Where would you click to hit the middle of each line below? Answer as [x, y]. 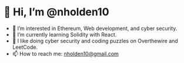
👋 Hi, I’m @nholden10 [56, 12]
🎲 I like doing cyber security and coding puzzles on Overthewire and [95, 41]
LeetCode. [25, 47]
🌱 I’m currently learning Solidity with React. [64, 34]
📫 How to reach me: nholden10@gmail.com [66, 54]
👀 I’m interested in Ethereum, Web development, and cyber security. [95, 28]
